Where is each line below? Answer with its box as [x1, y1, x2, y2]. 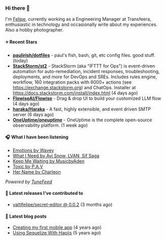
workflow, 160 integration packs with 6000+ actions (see [12, 79, 132, 85]
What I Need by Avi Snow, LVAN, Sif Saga [12, 152, 99, 159]
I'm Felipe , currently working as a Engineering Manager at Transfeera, [5, 16, 151, 22]
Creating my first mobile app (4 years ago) [12, 224, 102, 230]
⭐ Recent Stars [5, 39, 38, 45]
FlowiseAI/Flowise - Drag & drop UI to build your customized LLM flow [12, 95, 161, 101]
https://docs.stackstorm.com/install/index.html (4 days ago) [12, 90, 138, 96]
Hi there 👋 [5, 5, 30, 12]
